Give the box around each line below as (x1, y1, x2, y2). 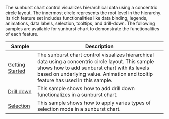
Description (84, 43, 114, 50)
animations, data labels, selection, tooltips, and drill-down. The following (5, 20, 155, 26)
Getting (8, 61, 25, 68)
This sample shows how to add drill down (37, 85, 135, 92)
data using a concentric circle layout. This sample (37, 58, 154, 65)
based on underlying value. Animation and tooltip (37, 71, 153, 77)
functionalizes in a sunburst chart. (37, 91, 118, 98)
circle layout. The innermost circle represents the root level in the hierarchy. (5, 10, 162, 16)
